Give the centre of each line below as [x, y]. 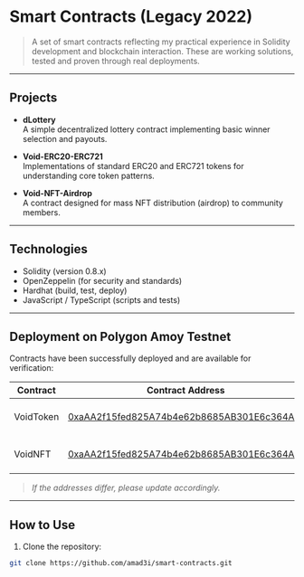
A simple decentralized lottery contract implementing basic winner [146, 129]
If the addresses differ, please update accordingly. [126, 488]
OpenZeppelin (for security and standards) [102, 280]
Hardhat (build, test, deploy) [75, 290]
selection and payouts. [65, 138]
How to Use [43, 525]
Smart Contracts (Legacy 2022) [131, 17]
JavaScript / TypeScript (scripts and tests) [101, 299]
